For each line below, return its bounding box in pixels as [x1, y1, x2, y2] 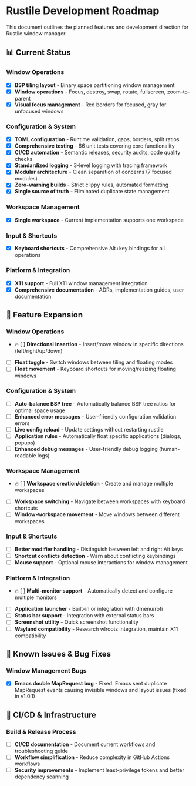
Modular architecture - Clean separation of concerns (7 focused [14, 169, 172, 176]
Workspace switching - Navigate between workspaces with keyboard [14, 498, 185, 505]
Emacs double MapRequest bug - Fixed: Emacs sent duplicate [14, 680, 167, 687]
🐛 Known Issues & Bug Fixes [6, 648, 111, 659]
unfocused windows [14, 108, 64, 115]
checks [14, 156, 33, 163]
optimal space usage [14, 407, 66, 414]
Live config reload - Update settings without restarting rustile [14, 426, 164, 433]
